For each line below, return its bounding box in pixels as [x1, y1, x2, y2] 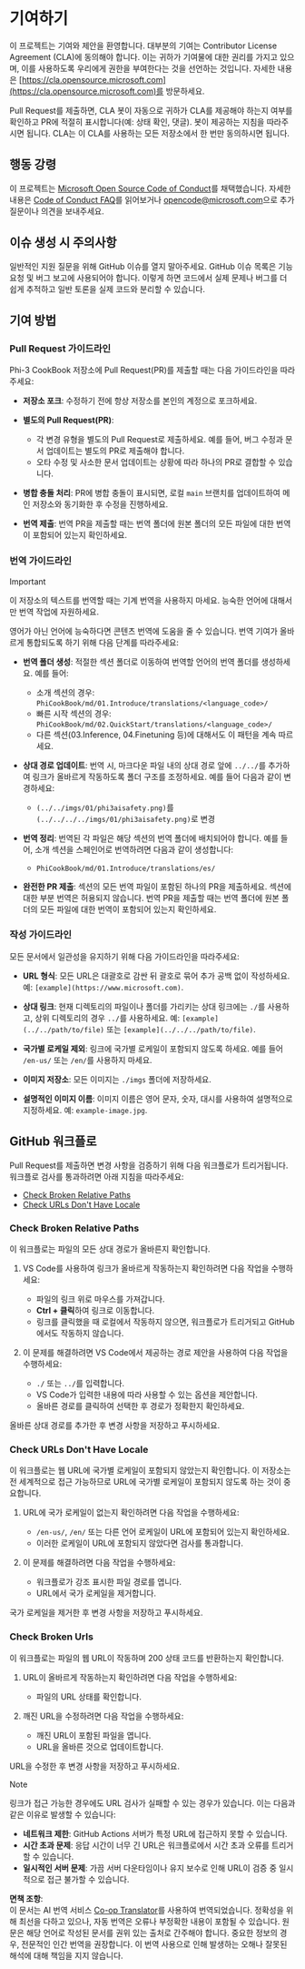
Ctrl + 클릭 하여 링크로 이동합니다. [35, 1304, 155, 1315]
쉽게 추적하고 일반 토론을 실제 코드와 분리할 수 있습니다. [9, 283, 206, 294]
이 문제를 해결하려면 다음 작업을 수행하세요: [22, 1558, 176, 1568]
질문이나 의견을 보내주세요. [9, 206, 104, 217]
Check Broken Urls [9, 1630, 93, 1643]
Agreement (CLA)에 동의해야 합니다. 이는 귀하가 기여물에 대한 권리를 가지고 [9, 51, 279, 62]
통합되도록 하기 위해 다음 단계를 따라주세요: [25, 636, 180, 647]
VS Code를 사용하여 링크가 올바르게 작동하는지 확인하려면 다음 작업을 [22, 1263, 270, 1274]
